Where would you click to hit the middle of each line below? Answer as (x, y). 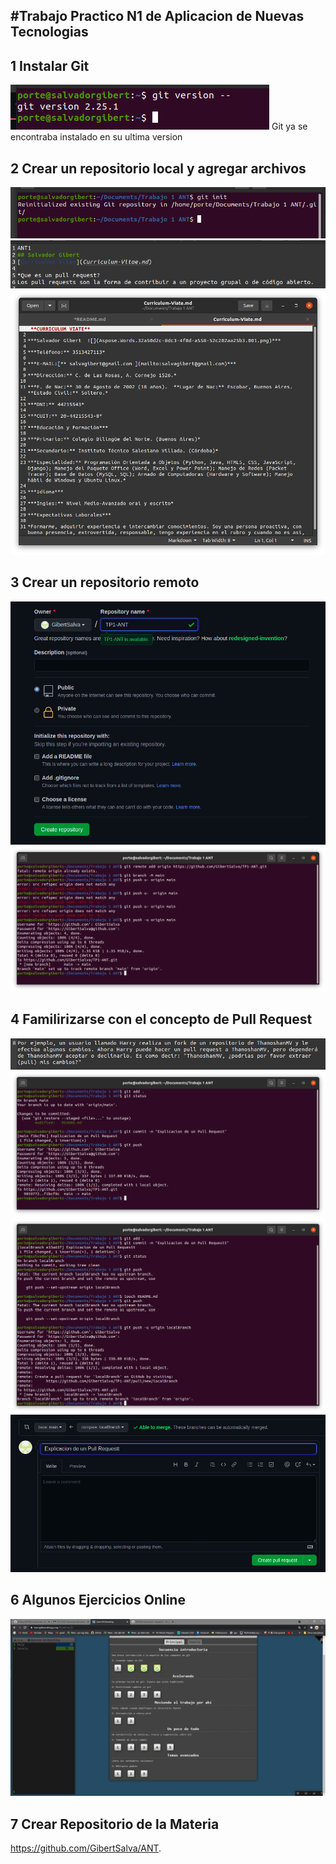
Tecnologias (49, 32)
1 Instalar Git (50, 65)
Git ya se (289, 126)
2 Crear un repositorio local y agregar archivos (158, 168)
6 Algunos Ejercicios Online (98, 1600)
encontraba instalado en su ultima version (96, 137)
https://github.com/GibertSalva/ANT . (86, 1848)
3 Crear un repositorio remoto (105, 582)
